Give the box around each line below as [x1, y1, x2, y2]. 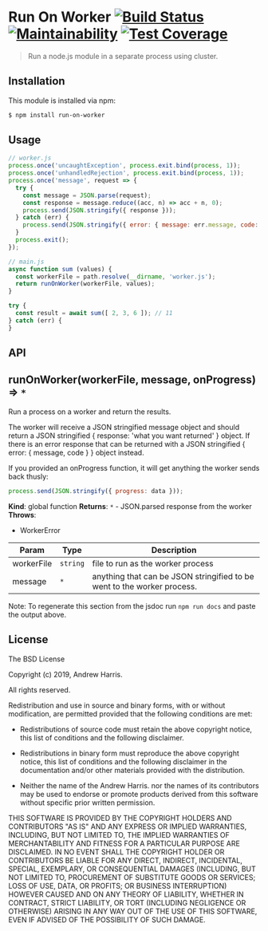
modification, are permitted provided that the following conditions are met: [8, 708, 253, 718]
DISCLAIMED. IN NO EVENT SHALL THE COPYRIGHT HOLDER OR [8, 846, 225, 857]
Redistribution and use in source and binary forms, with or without [8, 700, 226, 710]
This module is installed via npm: [8, 96, 116, 105]
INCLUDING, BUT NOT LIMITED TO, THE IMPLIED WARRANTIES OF [8, 830, 230, 839]
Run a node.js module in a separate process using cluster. [27, 51, 219, 61]
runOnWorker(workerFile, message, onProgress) [8, 373, 257, 387]
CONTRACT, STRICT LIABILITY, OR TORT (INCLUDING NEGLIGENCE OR [8, 897, 246, 907]
